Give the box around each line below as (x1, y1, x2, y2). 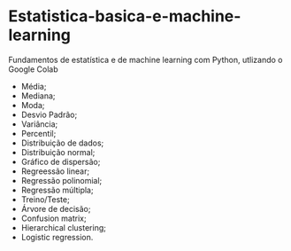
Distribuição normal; (20, 146, 96, 157)
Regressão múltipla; (20, 184, 94, 195)
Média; (20, 81, 47, 91)
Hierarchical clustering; (20, 222, 107, 232)
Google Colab (8, 64, 58, 75)
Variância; (20, 118, 58, 129)
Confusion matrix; (20, 213, 87, 224)
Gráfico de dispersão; (20, 156, 101, 167)
